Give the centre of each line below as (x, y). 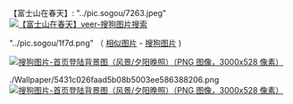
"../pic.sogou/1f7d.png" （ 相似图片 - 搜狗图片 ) (95, 43)
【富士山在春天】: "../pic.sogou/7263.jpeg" (88, 13)
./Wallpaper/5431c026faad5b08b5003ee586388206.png (114, 80)
